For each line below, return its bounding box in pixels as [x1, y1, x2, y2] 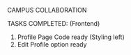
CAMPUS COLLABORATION [7, 6, 87, 14]
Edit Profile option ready [17, 40, 87, 48]
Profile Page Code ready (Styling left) [17, 33, 125, 41]
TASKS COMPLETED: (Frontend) [7, 19, 100, 27]
